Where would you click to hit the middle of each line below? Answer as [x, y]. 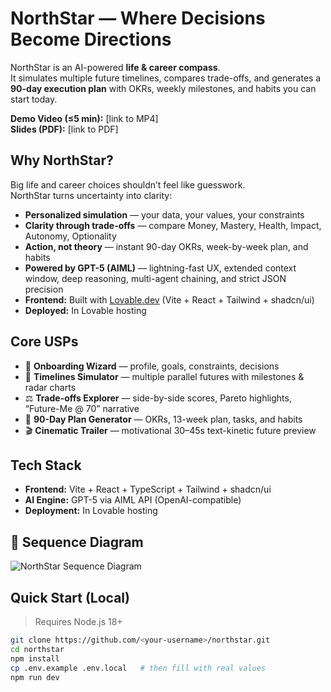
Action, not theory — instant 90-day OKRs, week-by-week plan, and [166, 246]
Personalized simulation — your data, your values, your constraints [164, 214]
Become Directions [91, 39]
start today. [34, 99]
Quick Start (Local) [70, 597]
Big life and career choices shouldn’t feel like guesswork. [128, 184]
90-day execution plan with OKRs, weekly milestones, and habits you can [163, 88]
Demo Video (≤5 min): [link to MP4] [84, 118]
